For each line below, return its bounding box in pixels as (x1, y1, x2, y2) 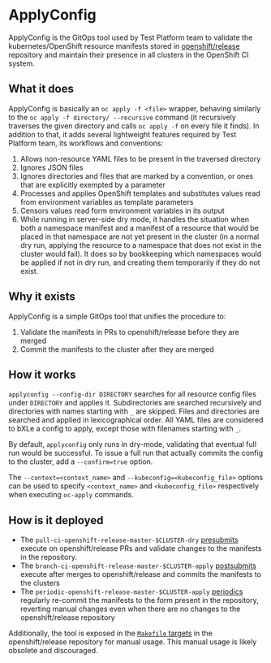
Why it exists (8, 290, 75, 304)
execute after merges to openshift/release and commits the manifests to (19, 570, 262, 579)
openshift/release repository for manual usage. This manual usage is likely (8, 637, 257, 647)
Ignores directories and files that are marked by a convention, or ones (19, 171, 254, 180)
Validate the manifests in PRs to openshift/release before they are (19, 327, 239, 336)
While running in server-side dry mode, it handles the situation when (19, 214, 250, 224)
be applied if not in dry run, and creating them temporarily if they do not (19, 258, 260, 267)
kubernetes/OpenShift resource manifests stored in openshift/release (8, 41, 241, 50)
